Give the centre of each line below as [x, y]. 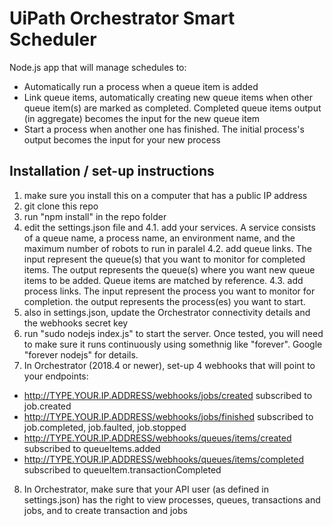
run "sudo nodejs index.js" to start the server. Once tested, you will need [173, 333]
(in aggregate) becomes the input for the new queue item [142, 118]
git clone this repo [61, 206]
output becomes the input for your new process [122, 139]
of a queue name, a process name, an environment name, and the [159, 238]
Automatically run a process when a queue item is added [141, 86]
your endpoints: [56, 376]
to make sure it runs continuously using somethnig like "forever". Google [173, 344]
